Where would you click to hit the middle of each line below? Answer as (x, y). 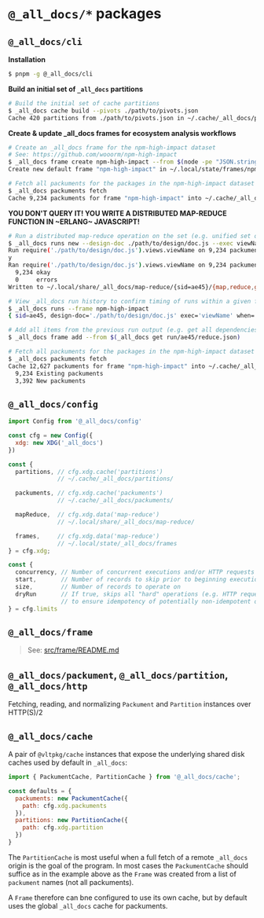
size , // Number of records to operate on (98, 587)
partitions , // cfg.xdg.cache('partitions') (89, 472)
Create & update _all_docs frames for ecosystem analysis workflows (122, 133)
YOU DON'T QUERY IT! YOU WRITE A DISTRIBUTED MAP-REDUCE (117, 213)
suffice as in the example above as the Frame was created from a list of (123, 874)
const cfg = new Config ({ (50, 436)
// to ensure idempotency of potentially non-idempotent (156, 601)
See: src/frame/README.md (73, 650)
